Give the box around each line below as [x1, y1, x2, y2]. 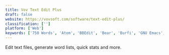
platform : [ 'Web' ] [5, 26, 44, 31]
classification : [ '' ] [5, 21, 51, 26]
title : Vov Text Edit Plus [5, 7, 62, 12]
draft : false [5, 12, 33, 17]
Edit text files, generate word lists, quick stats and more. [5, 44, 122, 50]
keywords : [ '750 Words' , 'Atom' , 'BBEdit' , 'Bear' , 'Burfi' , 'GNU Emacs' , [5, 30, 165, 35]
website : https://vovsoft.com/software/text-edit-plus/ [5, 16, 125, 21]
